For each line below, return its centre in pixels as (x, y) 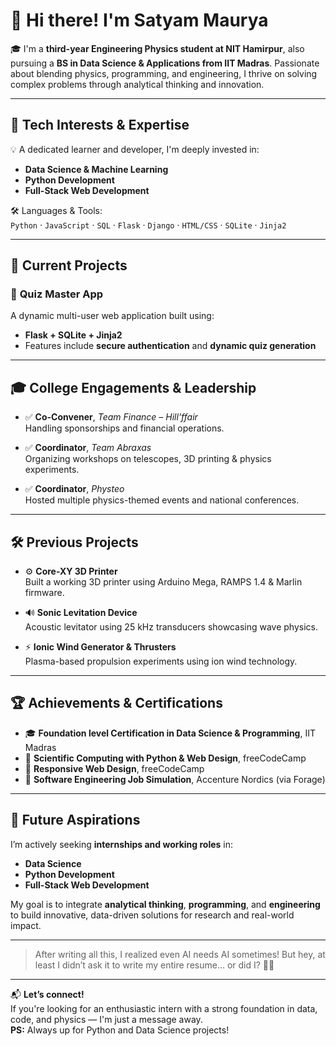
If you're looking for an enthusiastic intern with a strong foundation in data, (164, 1008)
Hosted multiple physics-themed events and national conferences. (162, 500)
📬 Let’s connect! (47, 994)
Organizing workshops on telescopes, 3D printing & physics (148, 459)
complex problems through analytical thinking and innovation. (137, 84)
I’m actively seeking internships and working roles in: (122, 844)
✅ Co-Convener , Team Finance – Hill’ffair (111, 417)
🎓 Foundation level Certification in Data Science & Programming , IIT (170, 733)
